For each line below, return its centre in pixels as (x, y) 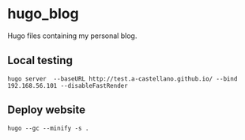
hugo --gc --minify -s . (48, 128)
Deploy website (47, 110)
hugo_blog (43, 14)
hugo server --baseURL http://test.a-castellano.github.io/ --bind (122, 79)
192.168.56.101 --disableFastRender (68, 85)
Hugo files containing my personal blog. (72, 36)
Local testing (40, 61)
